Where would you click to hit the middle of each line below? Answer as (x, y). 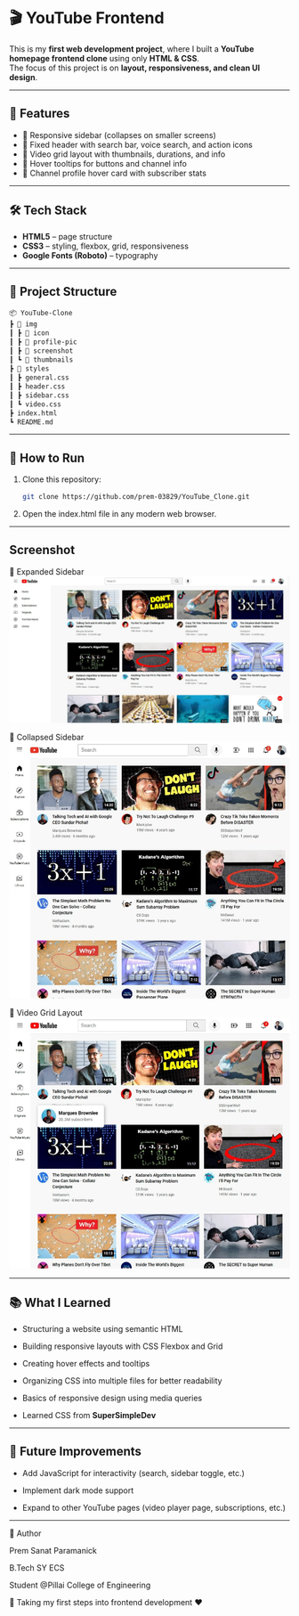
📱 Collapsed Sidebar (47, 737)
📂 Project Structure (63, 291)
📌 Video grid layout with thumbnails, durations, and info (124, 154)
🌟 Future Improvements (76, 1452)
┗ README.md (31, 422)
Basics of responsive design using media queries (112, 1398)
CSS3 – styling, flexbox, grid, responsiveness (105, 246)
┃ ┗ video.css (36, 404)
